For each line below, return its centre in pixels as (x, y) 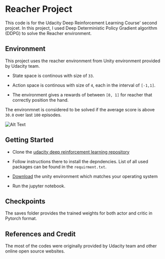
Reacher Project (39, 9)
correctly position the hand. (41, 100)
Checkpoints (25, 201)
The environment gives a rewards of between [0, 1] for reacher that (82, 94)
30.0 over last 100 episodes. (33, 115)
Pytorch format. (21, 218)
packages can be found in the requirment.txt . (59, 167)
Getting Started (29, 140)
